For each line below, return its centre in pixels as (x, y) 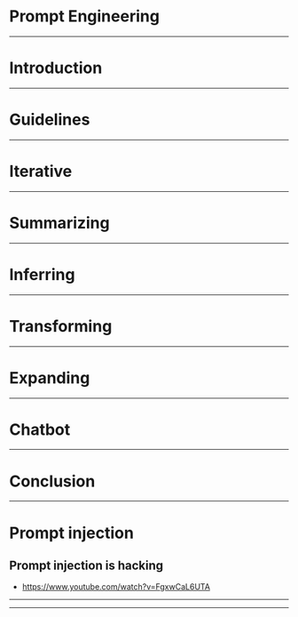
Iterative (41, 172)
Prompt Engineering (84, 16)
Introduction (56, 68)
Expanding (50, 377)
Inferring (42, 274)
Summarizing (59, 223)
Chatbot (40, 429)
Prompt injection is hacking (86, 565)
